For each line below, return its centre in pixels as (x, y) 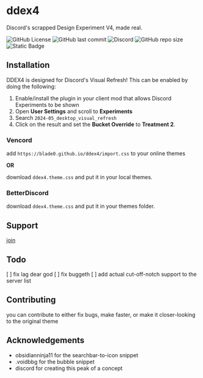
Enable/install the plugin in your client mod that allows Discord (93, 98)
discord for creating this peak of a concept (69, 368)
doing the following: (31, 86)
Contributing (31, 300)
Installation (28, 65)
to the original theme (32, 321)
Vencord (19, 140)
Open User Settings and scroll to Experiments (74, 111)
